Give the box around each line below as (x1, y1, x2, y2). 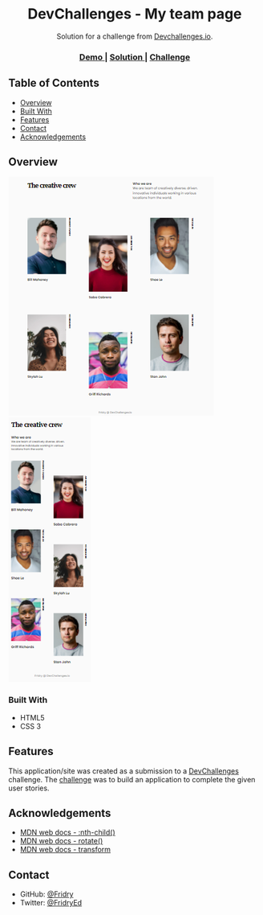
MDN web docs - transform (19, 845, 111, 855)
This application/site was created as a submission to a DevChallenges (8, 765, 239, 776)
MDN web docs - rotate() (19, 836, 103, 846)
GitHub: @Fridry (19, 889, 74, 899)
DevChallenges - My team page (27, 5, 242, 23)
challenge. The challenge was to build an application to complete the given (8, 774, 256, 784)
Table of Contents (8, 76, 100, 90)
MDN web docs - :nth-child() (19, 827, 116, 837)
